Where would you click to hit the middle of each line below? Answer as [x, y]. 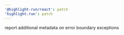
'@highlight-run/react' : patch [36, 9]
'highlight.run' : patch [29, 14]
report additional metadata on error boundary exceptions [62, 27]
